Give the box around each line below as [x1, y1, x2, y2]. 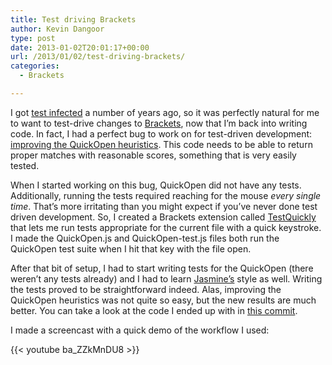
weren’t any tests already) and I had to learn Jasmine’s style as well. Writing [10, 272, 323, 285]
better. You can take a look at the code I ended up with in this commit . [10, 304, 298, 316]
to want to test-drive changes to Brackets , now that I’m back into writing [10, 117, 308, 129]
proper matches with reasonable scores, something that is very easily [10, 149, 297, 161]
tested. [10, 159, 40, 171]
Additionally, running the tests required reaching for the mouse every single [10, 189, 322, 201]
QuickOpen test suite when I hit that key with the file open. [10, 242, 252, 255]
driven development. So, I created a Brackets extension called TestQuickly [10, 211, 317, 223]
